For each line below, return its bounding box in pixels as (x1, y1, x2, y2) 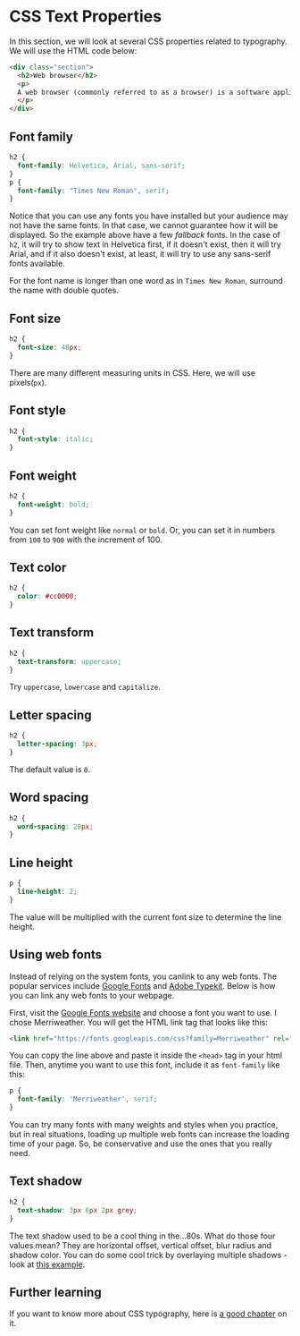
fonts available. (9, 258, 65, 269)
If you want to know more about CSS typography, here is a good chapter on (9, 1308, 287, 1319)
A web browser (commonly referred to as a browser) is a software (17, 88, 270, 97)
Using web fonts (9, 947, 103, 963)
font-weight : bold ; (17, 499, 90, 509)
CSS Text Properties (9, 6, 162, 27)
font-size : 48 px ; (17, 343, 82, 352)
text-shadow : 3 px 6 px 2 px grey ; (17, 1205, 138, 1214)
